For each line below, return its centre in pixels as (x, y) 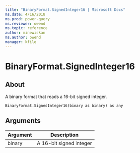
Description (65, 135)
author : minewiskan (25, 33)
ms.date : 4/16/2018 (25, 14)
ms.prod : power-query (28, 19)
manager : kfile (21, 42)
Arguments (23, 121)
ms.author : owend (23, 38)
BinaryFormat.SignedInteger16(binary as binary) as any (64, 105)
